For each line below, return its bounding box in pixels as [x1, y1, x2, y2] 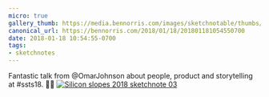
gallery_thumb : [8, 19, 59, 27]
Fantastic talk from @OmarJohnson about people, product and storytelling [8, 71, 254, 80]
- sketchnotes [8, 49, 56, 57]
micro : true [8, 11, 48, 20]
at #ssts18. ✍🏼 [8, 79, 55, 89]
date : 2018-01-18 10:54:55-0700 [8, 34, 116, 42]
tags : [8, 42, 26, 50]
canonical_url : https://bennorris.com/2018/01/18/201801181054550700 [8, 26, 246, 34]
